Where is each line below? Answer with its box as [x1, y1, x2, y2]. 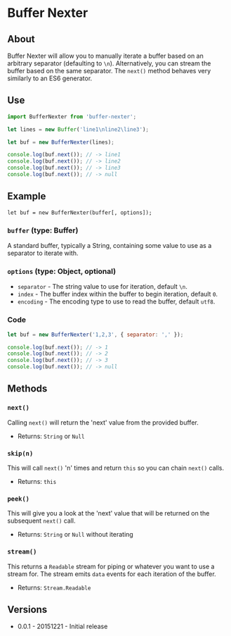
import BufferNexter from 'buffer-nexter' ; [7, 113, 137, 120]
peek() [7, 494, 30, 503]
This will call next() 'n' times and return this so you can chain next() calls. [7, 463, 225, 472]
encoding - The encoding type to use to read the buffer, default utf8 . [17, 297, 216, 306]
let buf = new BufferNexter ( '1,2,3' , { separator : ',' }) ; [7, 331, 184, 338]
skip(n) [7, 449, 34, 457]
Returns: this [17, 478, 57, 485]
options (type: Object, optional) [7, 266, 117, 276]
